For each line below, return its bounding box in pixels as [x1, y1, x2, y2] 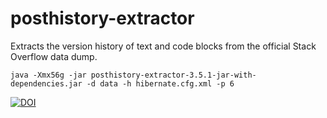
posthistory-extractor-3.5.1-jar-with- [90, 70, 257, 80]
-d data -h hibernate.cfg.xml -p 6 [86, 78, 235, 89]
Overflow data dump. [10, 50, 98, 62]
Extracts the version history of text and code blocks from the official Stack [10, 40, 317, 52]
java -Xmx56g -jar [10, 70, 87, 80]
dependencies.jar [10, 78, 83, 89]
